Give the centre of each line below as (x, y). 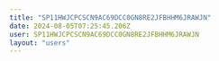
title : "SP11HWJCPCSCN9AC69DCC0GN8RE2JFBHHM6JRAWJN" (110, 17)
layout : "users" (40, 43)
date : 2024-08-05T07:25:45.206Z (70, 26)
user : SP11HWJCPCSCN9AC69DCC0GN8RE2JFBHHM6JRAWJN (105, 34)
